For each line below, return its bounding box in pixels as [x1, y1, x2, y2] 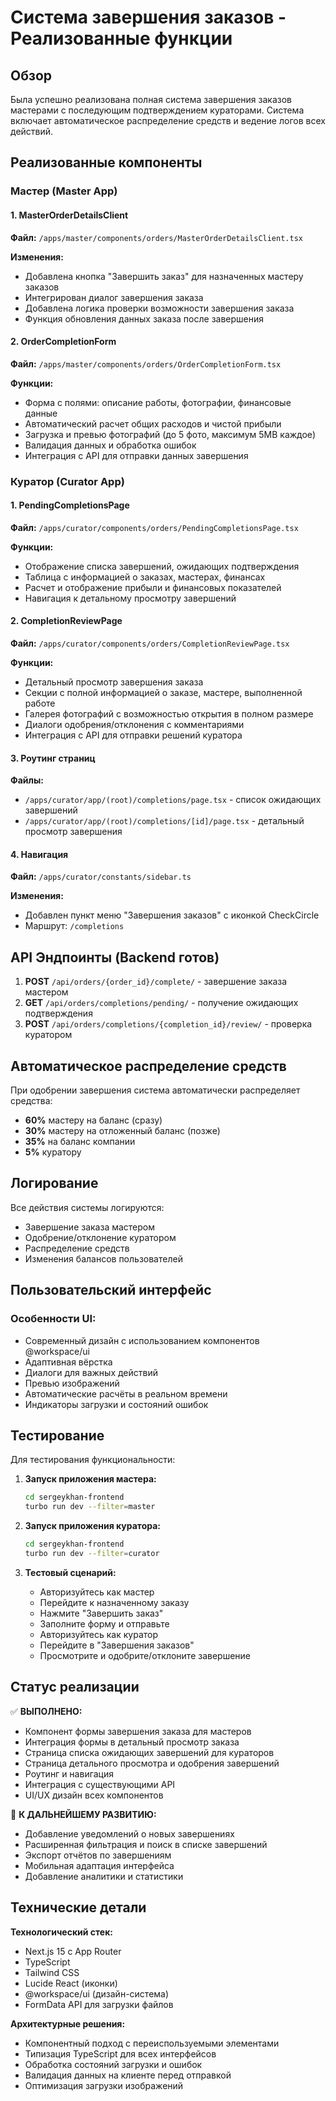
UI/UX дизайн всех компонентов [24, 1789, 164, 1801]
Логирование [10, 1175, 99, 1192]
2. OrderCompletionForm [10, 336, 117, 348]
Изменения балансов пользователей [24, 1252, 183, 1265]
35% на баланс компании [24, 1136, 136, 1148]
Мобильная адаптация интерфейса [24, 1859, 175, 1871]
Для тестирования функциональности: [10, 1454, 176, 1466]
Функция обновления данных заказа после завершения [24, 312, 264, 325]
